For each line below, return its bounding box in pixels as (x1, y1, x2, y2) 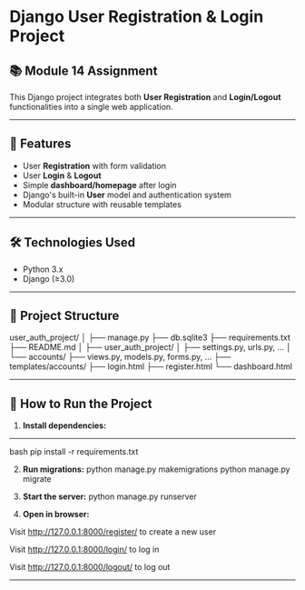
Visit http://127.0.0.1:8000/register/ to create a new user (9, 526, 216, 537)
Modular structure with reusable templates (22, 198, 182, 210)
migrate (22, 474, 52, 485)
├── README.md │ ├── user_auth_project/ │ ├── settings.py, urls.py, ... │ (9, 342, 292, 353)
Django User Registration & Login (9, 6, 264, 27)
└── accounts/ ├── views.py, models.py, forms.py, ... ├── (9, 352, 231, 363)
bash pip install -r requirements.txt (9, 446, 139, 457)
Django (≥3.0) (22, 273, 75, 284)
